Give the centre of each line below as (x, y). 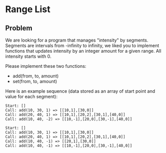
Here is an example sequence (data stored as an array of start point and (80, 91)
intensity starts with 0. (28, 56)
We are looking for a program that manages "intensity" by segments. (77, 40)
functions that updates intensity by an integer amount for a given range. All (83, 51)
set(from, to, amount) (35, 81)
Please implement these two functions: (46, 66)
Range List (28, 9)
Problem (19, 28)
